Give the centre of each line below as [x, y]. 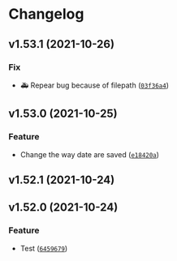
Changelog [46, 14]
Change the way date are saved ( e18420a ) [90, 154]
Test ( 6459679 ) [44, 248]
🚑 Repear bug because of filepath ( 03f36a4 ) [94, 85]
